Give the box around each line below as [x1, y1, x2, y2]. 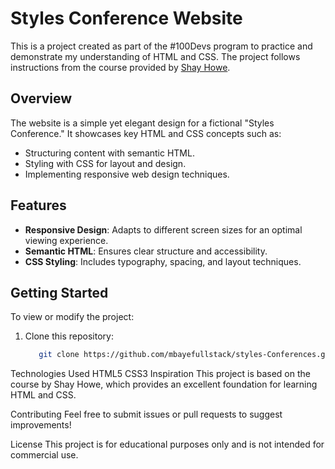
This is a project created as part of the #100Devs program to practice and [10, 40, 313, 52]
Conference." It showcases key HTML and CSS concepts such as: [10, 127, 282, 139]
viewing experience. [24, 234, 109, 246]
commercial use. [10, 449, 79, 461]
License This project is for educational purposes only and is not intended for [10, 438, 325, 451]
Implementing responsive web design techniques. [24, 168, 230, 180]
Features [10, 197, 67, 214]
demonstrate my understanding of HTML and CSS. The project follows [10, 50, 301, 62]
